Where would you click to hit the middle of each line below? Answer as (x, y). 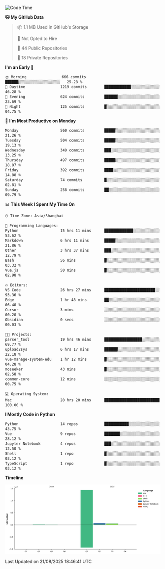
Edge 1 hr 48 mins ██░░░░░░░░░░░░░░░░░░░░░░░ (82, 300)
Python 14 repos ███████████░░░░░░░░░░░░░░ (82, 424)
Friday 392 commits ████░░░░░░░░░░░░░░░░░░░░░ (82, 170)
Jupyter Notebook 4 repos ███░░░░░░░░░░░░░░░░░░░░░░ (82, 444)
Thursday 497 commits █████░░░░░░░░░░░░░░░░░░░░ (82, 160)
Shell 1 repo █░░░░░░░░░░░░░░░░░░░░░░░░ (82, 454)
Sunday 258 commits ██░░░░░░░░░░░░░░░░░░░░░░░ (82, 190)
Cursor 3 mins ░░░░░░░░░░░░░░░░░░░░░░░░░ (82, 310)
